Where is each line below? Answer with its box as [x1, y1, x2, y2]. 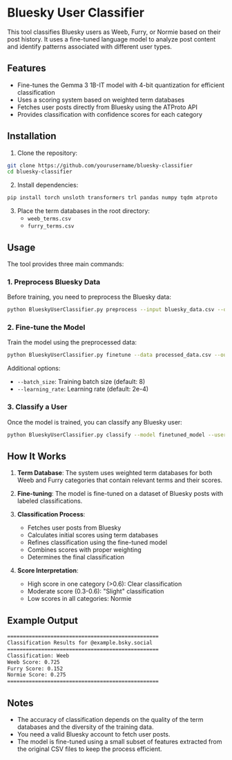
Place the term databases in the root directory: [17, 207, 151, 215]
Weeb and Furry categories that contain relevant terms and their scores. [17, 476, 223, 485]
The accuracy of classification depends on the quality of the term [17, 715, 204, 723]
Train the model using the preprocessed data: [7, 338, 137, 346]
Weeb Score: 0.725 [7, 658, 60, 665]
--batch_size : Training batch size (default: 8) [17, 378, 146, 386]
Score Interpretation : [17, 566, 79, 575]
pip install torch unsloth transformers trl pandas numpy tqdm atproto [7, 194, 217, 201]
